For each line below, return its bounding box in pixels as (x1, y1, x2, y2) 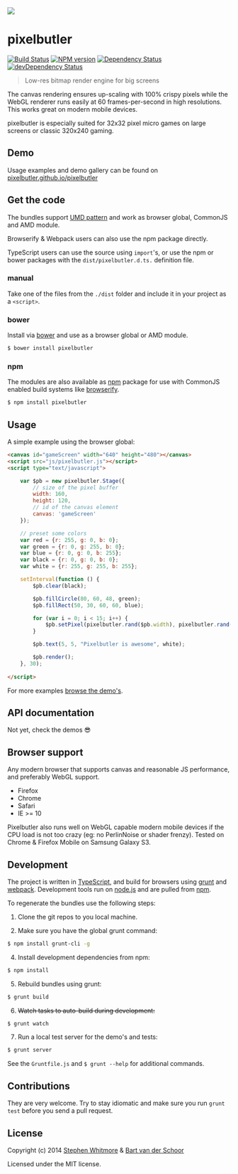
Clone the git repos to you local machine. (17, 912, 138, 921)
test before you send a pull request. (7, 1106, 113, 1115)
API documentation (7, 707, 94, 719)
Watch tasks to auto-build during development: (17, 1006, 155, 1015)
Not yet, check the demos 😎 (7, 725, 91, 735)
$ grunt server (7, 1047, 52, 1054)
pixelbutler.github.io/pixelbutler (7, 174, 98, 182)
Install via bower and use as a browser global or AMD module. (7, 331, 188, 340)
